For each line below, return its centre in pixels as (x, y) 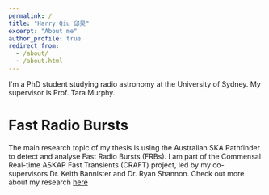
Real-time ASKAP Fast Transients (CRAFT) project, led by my (110, 165)
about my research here (48, 182)
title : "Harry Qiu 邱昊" (49, 23)
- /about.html (39, 61)
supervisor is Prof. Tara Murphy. (62, 92)
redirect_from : (34, 46)
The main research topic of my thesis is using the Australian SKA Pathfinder (134, 147)
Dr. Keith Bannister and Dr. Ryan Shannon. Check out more (147, 173)
